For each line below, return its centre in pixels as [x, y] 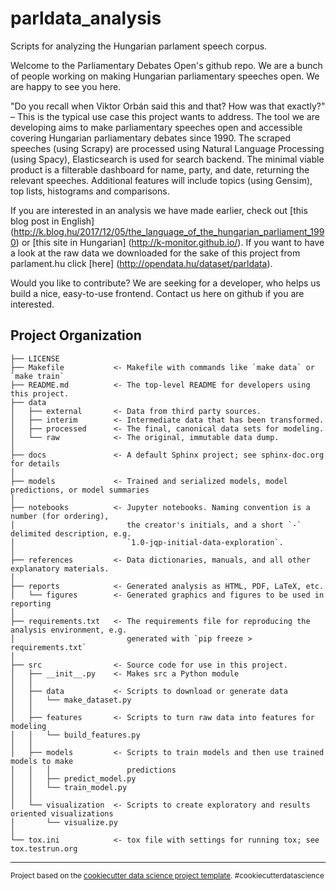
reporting [31, 603]
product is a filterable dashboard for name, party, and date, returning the [160, 169]
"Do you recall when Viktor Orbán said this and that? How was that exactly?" [168, 106]
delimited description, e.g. [71, 533]
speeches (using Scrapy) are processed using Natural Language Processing [167, 148]
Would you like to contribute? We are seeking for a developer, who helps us [165, 283]
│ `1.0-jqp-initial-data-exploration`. [147, 542]
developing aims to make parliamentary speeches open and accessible [156, 127]
